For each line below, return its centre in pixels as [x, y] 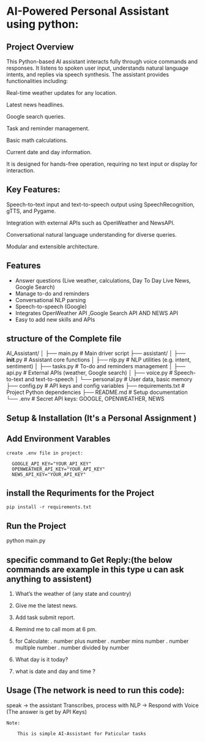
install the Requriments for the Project [80, 493]
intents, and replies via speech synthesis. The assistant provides [88, 74]
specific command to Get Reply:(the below [89, 560]
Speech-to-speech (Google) [51, 306]
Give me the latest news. [46, 606]
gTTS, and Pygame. [31, 211]
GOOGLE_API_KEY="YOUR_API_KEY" [52, 464]
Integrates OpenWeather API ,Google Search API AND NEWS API [97, 313]
